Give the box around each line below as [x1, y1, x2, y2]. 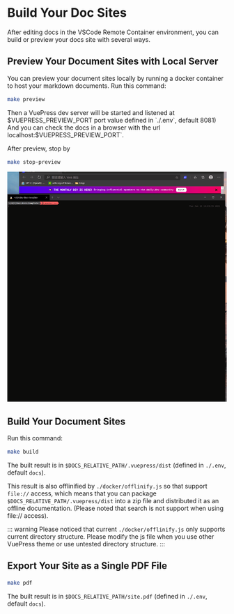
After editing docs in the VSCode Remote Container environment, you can [7, 28, 219, 36]
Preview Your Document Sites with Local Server [7, 56, 219, 68]
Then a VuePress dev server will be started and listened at [7, 108, 175, 116]
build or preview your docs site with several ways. [7, 35, 151, 43]
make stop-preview [7, 158, 61, 165]
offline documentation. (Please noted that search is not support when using [7, 504, 224, 512]
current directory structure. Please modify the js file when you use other [7, 532, 214, 541]
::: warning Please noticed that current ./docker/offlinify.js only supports [7, 525, 226, 533]
